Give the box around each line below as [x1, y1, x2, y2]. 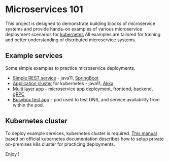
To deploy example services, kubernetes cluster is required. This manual [5, 130, 157, 136]
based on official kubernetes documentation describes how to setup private [5, 136, 164, 142]
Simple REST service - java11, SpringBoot [12, 75, 99, 81]
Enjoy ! [5, 151, 20, 157]
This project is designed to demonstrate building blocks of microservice [5, 20, 156, 26]
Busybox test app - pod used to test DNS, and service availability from [12, 96, 160, 102]
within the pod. [12, 102, 44, 108]
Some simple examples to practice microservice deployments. [5, 65, 136, 71]
